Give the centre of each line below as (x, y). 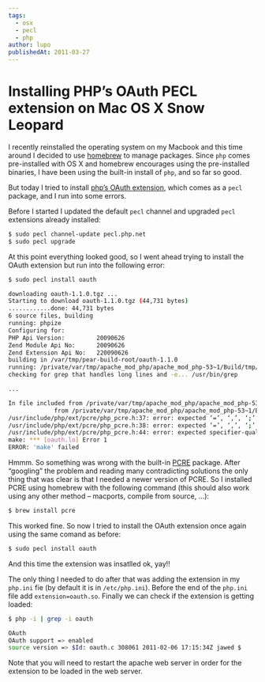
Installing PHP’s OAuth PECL (103, 91)
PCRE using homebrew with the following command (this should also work (129, 488)
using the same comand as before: (65, 534)
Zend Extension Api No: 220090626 (68, 353)
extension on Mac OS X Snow (106, 108)
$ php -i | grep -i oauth (50, 619)
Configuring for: (37, 330)
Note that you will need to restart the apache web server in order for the (125, 663)
